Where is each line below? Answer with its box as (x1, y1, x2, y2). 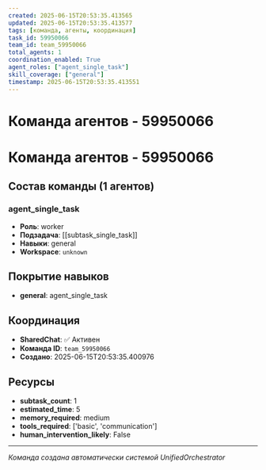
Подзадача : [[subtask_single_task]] (19, 230, 138, 239)
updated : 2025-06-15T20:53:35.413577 (8, 19, 133, 27)
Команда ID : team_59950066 (19, 344, 111, 353)
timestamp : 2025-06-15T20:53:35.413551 (8, 78, 140, 86)
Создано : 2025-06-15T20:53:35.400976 (19, 352, 154, 361)
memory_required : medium (19, 413, 111, 422)
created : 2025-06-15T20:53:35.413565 (8, 11, 133, 20)
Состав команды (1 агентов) (8, 180, 154, 193)
